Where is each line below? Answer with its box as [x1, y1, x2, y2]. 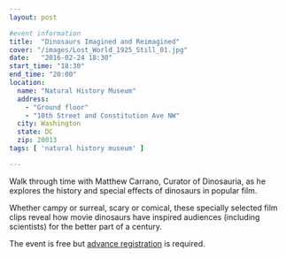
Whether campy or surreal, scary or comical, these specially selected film [9, 202, 278, 213]
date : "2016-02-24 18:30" [9, 54, 113, 63]
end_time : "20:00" [9, 70, 77, 80]
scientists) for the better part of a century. [9, 221, 162, 231]
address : [17, 95, 50, 103]
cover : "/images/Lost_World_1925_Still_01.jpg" [9, 45, 189, 54]
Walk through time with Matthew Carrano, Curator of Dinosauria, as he [9, 176, 267, 186]
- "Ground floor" [25, 102, 89, 111]
